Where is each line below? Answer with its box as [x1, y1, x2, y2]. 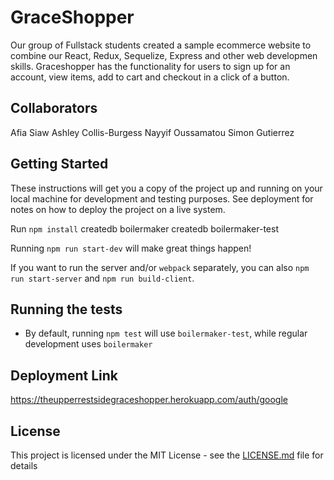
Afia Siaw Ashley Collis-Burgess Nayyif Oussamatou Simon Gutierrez [10, 126, 295, 138]
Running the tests [10, 301, 123, 318]
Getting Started [10, 156, 109, 173]
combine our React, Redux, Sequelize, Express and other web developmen [10, 49, 318, 61]
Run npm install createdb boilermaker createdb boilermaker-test [10, 222, 280, 235]
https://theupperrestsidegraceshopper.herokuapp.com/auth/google [10, 394, 288, 406]
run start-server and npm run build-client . [10, 272, 195, 284]
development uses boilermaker [24, 338, 153, 350]
